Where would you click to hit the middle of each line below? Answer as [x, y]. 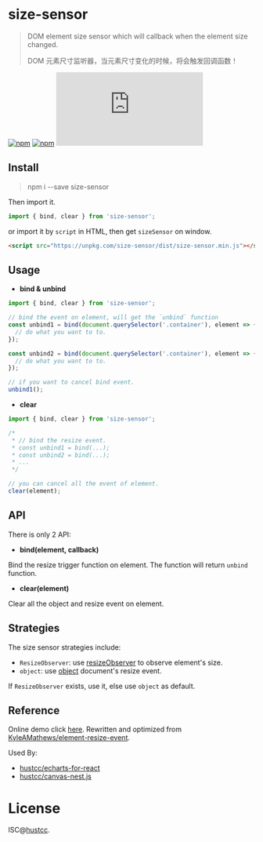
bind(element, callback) [59, 549]
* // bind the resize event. [59, 440]
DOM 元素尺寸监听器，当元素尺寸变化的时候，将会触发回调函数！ [133, 60]
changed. [43, 44]
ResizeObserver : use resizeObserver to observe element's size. [121, 662]
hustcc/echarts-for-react [59, 768]
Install [23, 168]
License [34, 808]
